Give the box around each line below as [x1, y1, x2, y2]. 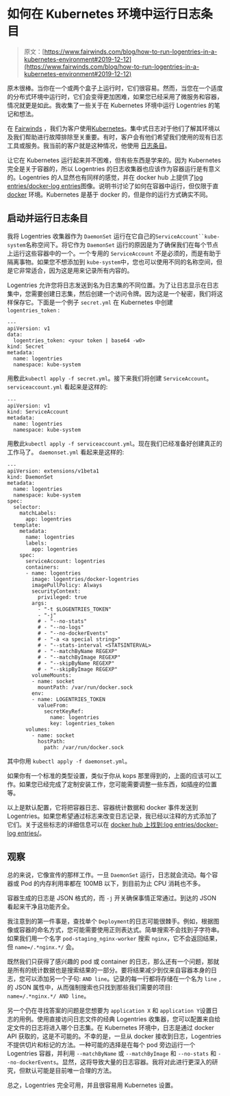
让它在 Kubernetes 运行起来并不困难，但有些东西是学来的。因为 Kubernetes [7, 156, 221, 164]
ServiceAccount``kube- [155, 233, 220, 240]
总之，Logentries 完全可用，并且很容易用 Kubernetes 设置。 [7, 1081, 177, 1089]
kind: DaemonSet [7, 473, 53, 481]
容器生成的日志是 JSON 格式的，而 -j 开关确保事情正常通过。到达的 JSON [7, 893, 217, 902]
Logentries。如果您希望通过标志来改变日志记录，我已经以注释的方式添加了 [7, 812, 218, 820]
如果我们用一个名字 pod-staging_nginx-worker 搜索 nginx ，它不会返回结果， [7, 934, 221, 942]
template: [13, 521, 41, 529]
